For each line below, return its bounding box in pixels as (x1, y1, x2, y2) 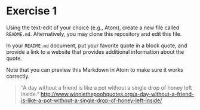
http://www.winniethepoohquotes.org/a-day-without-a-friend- (41, 90, 194, 97)
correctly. (6, 72, 30, 80)
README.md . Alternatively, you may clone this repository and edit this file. (6, 30, 182, 37)
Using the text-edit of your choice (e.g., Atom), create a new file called (6, 24, 180, 31)
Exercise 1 (6, 4, 57, 18)
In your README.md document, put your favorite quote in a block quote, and (6, 42, 187, 49)
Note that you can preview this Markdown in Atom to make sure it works (6, 66, 183, 73)
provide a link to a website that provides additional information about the (6, 48, 184, 55)
